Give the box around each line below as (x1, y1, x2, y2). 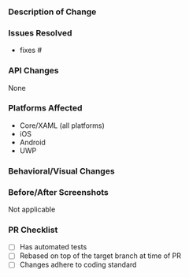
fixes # (19, 46, 43, 55)
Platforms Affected (8, 103, 83, 114)
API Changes (8, 66, 59, 77)
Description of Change (8, 6, 97, 17)
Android (19, 137, 46, 147)
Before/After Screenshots (8, 186, 109, 197)
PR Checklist (8, 224, 58, 235)
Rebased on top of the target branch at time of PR (19, 251, 181, 260)
